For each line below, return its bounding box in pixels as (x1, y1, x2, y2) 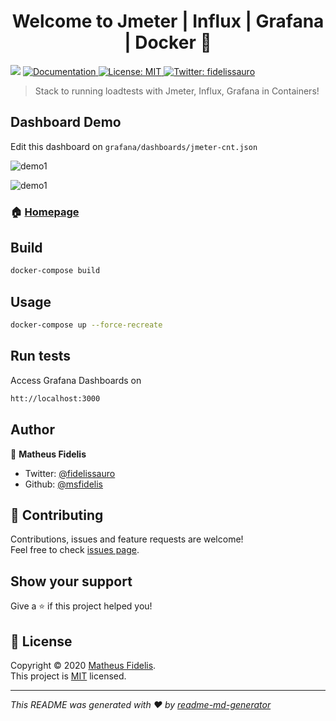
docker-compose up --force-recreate (10, 320, 163, 330)
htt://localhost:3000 (10, 393, 101, 404)
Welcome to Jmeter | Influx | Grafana (11, 10, 325, 33)
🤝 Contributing (10, 506, 104, 524)
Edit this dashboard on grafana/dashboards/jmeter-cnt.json (10, 140, 258, 152)
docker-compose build (10, 266, 101, 276)
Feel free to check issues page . (10, 544, 140, 556)
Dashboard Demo (10, 114, 122, 131)
